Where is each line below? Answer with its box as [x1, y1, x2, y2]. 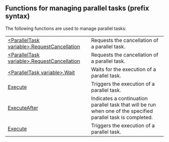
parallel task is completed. [91, 114, 153, 121]
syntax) [5, 12, 30, 21]
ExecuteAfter [8, 104, 39, 111]
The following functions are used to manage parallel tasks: [5, 25, 127, 31]
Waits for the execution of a [91, 66, 156, 73]
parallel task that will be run [91, 101, 156, 108]
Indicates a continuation [91, 94, 148, 102]
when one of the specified [91, 107, 153, 114]
